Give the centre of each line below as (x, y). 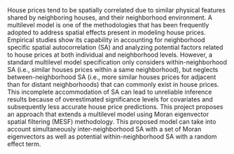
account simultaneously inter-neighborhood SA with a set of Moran (104, 129)
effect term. (24, 144)
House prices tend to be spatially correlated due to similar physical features (116, 10)
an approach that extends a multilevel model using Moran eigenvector (108, 114)
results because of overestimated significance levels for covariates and (110, 99)
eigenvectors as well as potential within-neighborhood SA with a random (112, 136)
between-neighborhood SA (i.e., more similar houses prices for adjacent (112, 77)
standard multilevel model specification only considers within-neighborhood (117, 62)
